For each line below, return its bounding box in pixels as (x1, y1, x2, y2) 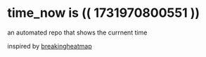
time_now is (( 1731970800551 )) (7, 5, 200, 21)
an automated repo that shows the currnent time (7, 28, 148, 37)
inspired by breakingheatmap (7, 42, 93, 50)
